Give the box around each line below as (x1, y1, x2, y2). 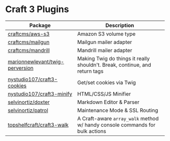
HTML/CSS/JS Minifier (77, 90, 131, 97)
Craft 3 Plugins (5, 4, 69, 15)
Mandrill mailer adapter (77, 46, 133, 54)
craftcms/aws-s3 (8, 30, 50, 37)
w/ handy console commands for (77, 121, 156, 128)
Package (29, 22, 51, 29)
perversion (8, 64, 34, 71)
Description (105, 22, 135, 29)
